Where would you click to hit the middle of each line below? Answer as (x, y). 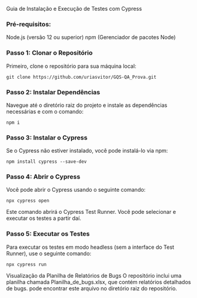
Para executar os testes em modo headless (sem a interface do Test (90, 247)
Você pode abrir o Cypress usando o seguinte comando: (76, 190)
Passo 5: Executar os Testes (48, 234)
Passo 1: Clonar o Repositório (49, 53)
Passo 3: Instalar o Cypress (47, 138)
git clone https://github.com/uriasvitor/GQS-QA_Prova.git (81, 77)
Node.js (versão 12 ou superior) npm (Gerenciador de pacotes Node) (91, 37)
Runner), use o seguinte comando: (49, 253)
